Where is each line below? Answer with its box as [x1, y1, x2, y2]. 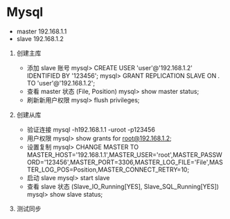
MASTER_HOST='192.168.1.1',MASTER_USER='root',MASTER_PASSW [26, 150, 222, 159]
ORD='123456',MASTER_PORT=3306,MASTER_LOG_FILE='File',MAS [26, 158, 223, 166]
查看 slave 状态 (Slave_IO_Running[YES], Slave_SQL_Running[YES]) [26, 182, 220, 190]
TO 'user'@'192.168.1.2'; [26, 79, 96, 87]
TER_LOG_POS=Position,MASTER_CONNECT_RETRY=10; [26, 165, 190, 174]
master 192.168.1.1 [16, 27, 67, 35]
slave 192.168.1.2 [16, 34, 64, 42]
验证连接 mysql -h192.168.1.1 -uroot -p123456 [26, 125, 155, 133]
